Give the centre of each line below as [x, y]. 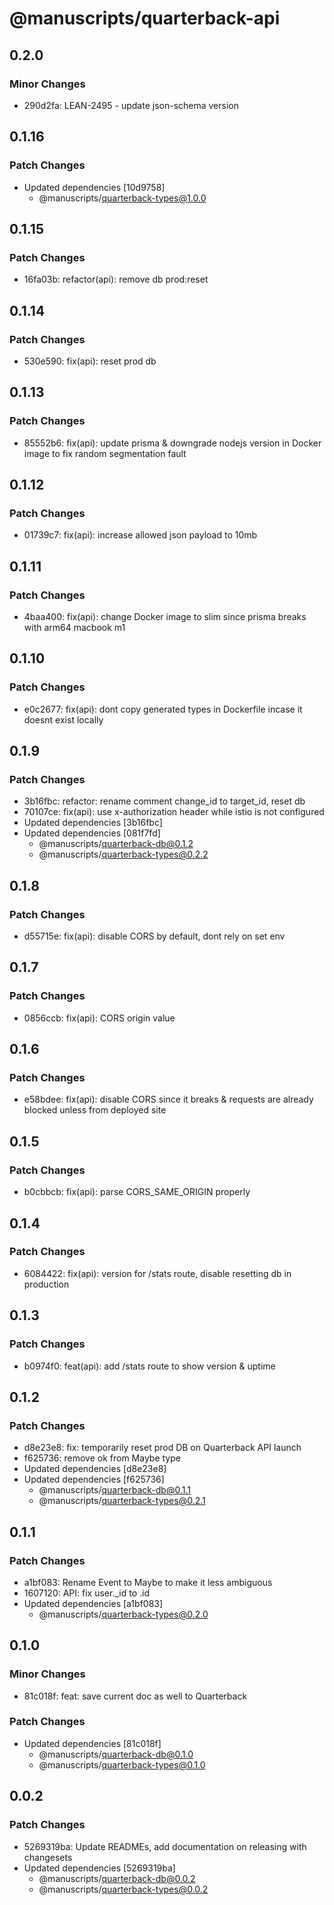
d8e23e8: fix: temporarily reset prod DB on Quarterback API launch [162, 1448]
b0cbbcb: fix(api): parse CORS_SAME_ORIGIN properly [137, 1192]
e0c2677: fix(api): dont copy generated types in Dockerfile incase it [163, 709]
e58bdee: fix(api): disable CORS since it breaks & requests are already [168, 1099]
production [46, 1284]
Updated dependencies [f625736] [94, 1479]
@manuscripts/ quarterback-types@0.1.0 [122, 1764]
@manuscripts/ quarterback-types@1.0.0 [122, 198]
